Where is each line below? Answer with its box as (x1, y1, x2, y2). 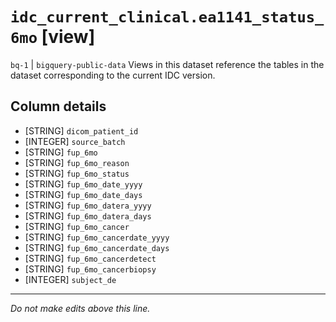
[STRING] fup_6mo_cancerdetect (24, 252, 157, 264)
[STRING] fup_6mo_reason (24, 156, 130, 168)
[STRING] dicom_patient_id (24, 124, 139, 137)
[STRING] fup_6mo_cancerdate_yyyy (24, 231, 170, 243)
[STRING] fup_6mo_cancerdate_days (24, 241, 170, 253)
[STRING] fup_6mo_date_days (24, 188, 143, 200)
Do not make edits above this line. (10, 302, 151, 314)
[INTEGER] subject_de (24, 273, 117, 285)
